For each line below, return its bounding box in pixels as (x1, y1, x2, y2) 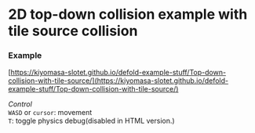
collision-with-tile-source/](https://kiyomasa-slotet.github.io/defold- (8, 76, 229, 85)
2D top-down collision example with (8, 5, 248, 23)
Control (8, 99, 33, 109)
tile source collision (8, 22, 138, 40)
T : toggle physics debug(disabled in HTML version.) (8, 116, 175, 126)
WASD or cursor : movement (8, 108, 93, 117)
